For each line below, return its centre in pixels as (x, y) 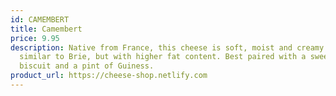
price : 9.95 (35, 38)
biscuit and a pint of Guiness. (87, 66)
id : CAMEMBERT (40, 19)
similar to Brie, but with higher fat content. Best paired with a (163, 57)
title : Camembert (46, 29)
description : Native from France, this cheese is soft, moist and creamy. (169, 47)
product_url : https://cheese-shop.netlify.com (109, 76)
